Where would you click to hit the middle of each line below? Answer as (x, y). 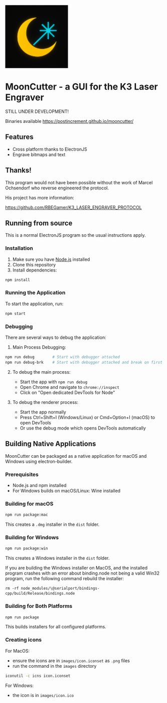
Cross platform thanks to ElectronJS (50, 149)
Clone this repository (34, 264)
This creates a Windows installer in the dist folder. (57, 558)
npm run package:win (27, 548)
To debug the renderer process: (45, 402)
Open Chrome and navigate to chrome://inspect (69, 387)
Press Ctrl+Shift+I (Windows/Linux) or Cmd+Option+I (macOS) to (88, 417)
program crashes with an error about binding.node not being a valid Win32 (82, 573)
